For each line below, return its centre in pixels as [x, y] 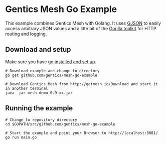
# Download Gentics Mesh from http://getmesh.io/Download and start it [81, 84]
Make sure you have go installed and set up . [51, 62]
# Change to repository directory [41, 120]
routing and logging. [26, 34]
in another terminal [27, 88]
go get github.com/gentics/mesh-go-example [51, 75]
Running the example [39, 108]
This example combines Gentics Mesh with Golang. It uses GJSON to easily [83, 23]
